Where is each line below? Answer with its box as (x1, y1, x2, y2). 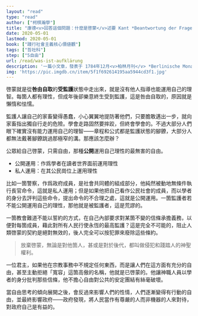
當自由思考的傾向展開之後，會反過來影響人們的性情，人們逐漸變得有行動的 (6, 289, 187, 296)
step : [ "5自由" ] (6, 52, 44, 58)
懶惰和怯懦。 (6, 101, 37, 108)
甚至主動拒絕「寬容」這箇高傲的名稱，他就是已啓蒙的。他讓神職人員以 (16, 269, 187, 276)
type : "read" (6, 14, 38, 20)
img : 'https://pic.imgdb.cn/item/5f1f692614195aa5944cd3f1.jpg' (6, 69, 167, 75)
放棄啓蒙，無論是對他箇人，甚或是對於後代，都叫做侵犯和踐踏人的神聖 (20, 242, 192, 249)
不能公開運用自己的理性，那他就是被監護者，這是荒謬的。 (6, 202, 146, 209)
